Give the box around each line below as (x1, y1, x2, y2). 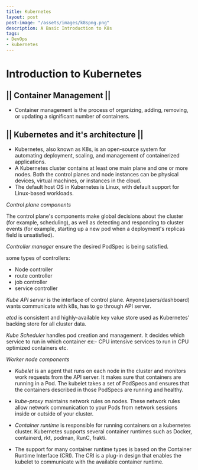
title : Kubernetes (6, 8, 51, 15)
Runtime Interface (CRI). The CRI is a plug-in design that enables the (14, 452, 181, 459)
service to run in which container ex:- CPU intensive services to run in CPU (6, 338, 189, 345)
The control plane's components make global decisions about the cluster (6, 213, 184, 220)
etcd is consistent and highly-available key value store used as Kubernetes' (6, 314, 190, 321)
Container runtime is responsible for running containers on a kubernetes (14, 421, 191, 429)
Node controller (14, 266, 53, 273)
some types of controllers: (6, 254, 70, 261)
